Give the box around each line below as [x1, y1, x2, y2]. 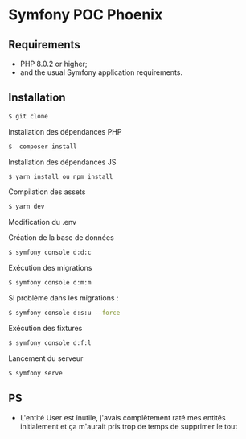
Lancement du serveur [8, 353, 84, 363]
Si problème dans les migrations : [8, 293, 119, 303]
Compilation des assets [8, 187, 86, 197]
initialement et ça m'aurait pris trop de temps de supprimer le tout [19, 421, 238, 431]
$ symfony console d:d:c [8, 248, 92, 257]
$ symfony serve [8, 369, 63, 377]
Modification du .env [8, 217, 77, 227]
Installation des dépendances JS [8, 157, 117, 167]
